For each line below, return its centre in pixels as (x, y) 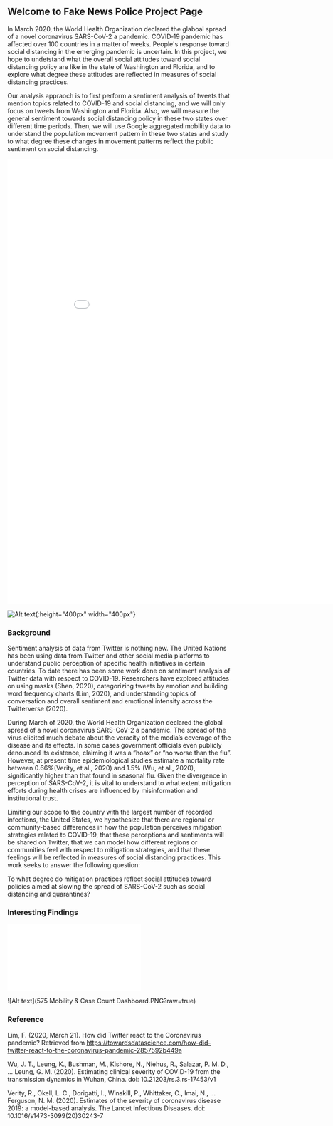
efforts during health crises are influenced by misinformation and (102, 791)
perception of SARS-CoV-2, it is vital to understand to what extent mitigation (119, 783)
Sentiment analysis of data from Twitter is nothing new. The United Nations (117, 649)
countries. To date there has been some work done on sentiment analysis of (119, 671)
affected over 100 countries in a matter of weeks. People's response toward (118, 44)
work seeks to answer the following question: (74, 865)
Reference (26, 1020)
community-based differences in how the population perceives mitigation (115, 827)
